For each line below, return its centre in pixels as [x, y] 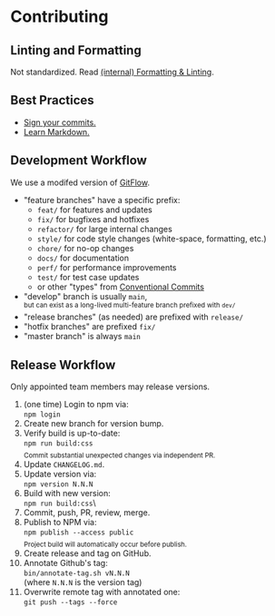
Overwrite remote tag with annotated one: [102, 592]
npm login [42, 415]
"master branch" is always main [82, 337]
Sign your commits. [59, 122]
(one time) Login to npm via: [76, 405]
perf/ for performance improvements [107, 267]
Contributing [59, 17]
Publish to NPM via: [60, 522]
